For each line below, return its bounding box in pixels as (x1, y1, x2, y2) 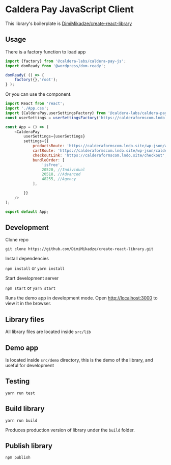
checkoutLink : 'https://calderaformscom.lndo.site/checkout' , (32, 153, 167, 158)
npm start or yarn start (5, 285, 56, 291)
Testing (5, 377, 30, 386)
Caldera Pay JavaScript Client (5, 4, 134, 15)
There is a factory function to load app (5, 48, 86, 54)
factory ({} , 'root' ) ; (14, 77, 58, 83)
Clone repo (5, 237, 29, 243)
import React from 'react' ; (5, 101, 65, 106)
